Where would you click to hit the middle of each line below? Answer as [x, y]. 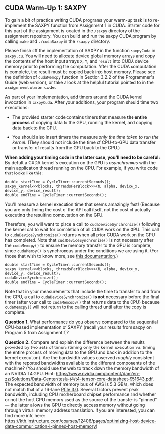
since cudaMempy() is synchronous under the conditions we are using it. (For [82, 250]
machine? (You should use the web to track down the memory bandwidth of [82, 368]
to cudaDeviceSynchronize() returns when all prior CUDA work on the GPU [80, 235]
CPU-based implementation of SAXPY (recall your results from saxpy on [78, 327]
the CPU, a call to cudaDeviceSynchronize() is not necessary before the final [82, 297]
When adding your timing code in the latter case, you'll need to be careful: [82, 157]
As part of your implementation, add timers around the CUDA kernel [74, 97]
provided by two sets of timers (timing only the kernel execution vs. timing [80, 347]
